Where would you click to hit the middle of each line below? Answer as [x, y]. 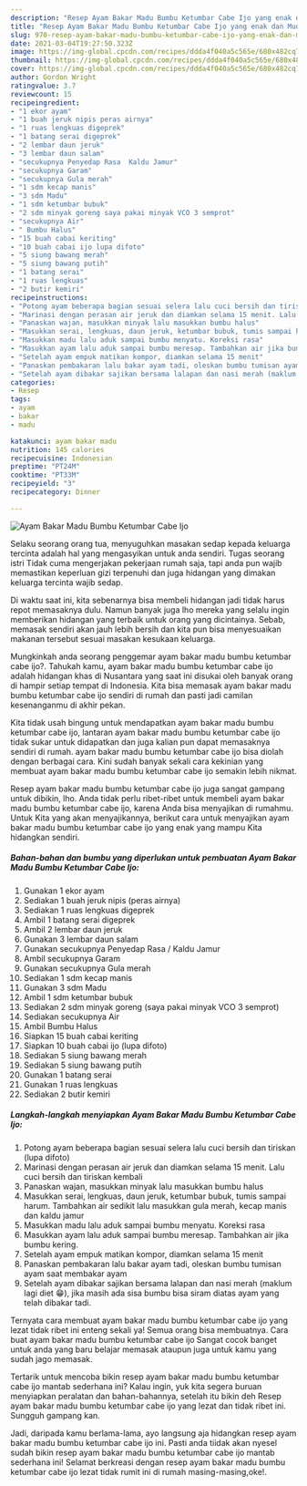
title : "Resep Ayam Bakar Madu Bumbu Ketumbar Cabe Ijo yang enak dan [147, 26]
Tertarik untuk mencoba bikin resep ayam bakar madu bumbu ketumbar [145, 1377]
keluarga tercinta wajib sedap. [67, 582]
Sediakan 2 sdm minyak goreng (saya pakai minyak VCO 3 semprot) [151, 1006]
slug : [20, 35]
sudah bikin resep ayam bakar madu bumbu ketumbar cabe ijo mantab [143, 1452]
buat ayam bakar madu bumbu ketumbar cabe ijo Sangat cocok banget [143, 1339]
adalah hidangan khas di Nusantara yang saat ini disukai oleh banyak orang [152, 676]
